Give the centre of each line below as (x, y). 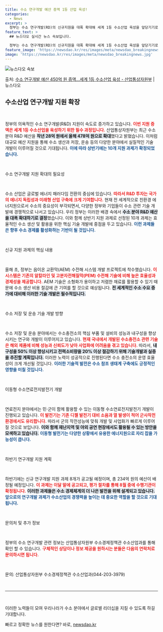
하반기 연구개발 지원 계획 (28, 459)
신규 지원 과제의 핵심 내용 (29, 250)
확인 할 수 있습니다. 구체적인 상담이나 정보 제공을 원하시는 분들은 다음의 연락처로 (80, 549)
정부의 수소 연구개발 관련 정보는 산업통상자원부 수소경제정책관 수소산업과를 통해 (80, 543)
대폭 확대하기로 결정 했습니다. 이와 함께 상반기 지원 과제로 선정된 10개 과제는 (81, 218)
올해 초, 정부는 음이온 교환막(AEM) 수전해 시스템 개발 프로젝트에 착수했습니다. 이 (81, 269)
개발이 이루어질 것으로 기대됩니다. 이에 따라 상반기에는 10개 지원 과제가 (72, 148)
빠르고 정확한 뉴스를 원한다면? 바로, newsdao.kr (51, 625)
